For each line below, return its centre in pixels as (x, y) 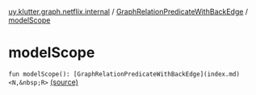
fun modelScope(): (39, 74)
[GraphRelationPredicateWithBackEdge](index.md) (157, 74)
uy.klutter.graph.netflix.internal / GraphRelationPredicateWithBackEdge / (128, 12)
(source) (64, 82)
